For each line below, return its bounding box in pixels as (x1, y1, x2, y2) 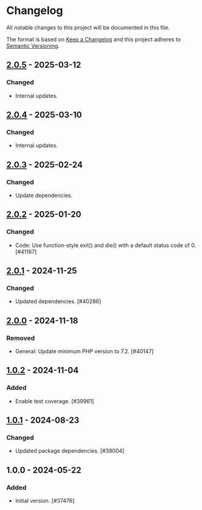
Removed (6, 334, 35, 342)
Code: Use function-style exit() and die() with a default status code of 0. (15, 242, 197, 249)
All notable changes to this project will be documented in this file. (6, 24, 170, 31)
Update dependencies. (15, 192, 73, 199)
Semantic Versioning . (6, 42, 60, 49)
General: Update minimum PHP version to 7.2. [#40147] (15, 348, 154, 355)
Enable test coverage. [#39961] (15, 397, 94, 404)
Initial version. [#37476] (15, 497, 75, 505)
